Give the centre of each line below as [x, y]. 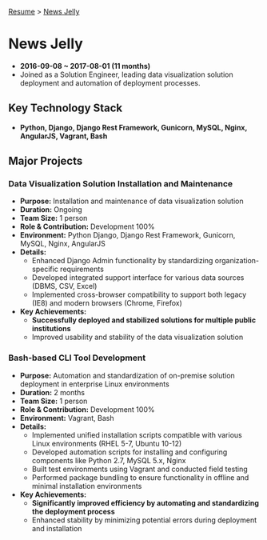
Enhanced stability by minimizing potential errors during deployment [144, 520]
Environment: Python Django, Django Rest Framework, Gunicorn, [128, 235]
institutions [51, 329]
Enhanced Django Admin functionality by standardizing [122, 261]
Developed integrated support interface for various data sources [138, 278]
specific [45, 269]
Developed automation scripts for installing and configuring [130, 452]
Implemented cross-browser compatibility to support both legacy [139, 294]
